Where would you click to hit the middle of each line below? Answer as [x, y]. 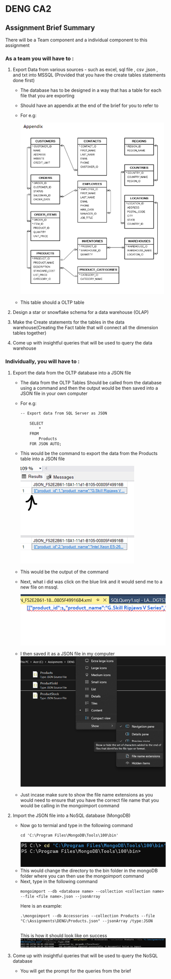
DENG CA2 [28, 9]
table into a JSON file [42, 459]
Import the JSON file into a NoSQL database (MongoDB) [72, 815]
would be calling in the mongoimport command [70, 805]
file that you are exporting [47, 96]
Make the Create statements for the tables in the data [68, 322]
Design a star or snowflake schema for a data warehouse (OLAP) [81, 312]
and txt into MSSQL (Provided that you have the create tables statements [89, 75]
